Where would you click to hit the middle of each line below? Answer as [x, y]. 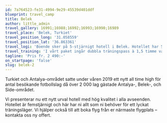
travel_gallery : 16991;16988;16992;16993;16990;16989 [62, 28]
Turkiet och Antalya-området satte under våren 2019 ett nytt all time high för [83, 79]
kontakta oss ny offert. [28, 115]
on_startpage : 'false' [29, 61]
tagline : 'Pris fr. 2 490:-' [35, 56]
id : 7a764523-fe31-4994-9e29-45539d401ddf [50, 10]
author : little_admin [28, 24]
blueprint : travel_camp [30, 14]
